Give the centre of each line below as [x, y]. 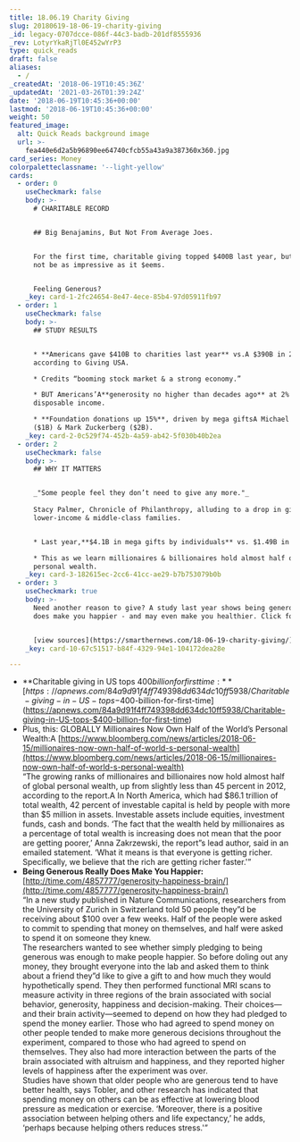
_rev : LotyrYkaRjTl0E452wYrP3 [66, 42]
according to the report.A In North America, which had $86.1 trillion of [150, 795]
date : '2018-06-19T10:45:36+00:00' [75, 101]
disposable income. [69, 403]
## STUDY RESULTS [65, 330]
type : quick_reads [43, 51]
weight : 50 [29, 117]
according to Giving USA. [81, 363]
